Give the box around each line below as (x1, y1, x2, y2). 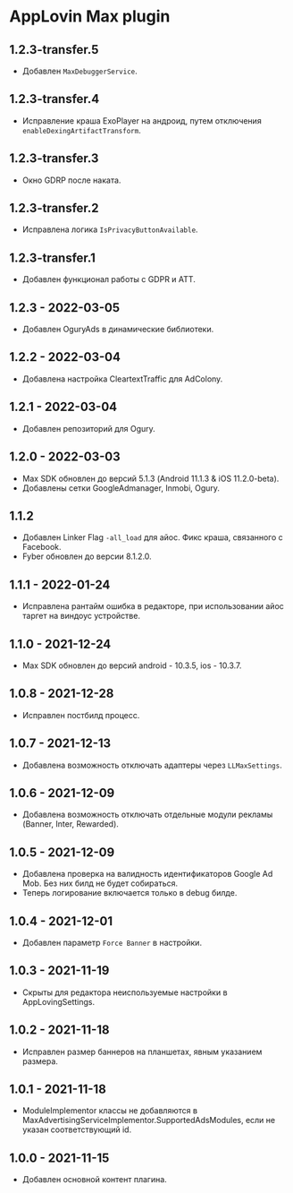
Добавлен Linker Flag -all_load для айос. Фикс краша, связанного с (21, 532, 283, 543)
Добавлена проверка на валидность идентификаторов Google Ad (21, 869, 273, 880)
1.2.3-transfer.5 (9, 42, 99, 57)
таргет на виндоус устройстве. (21, 611, 141, 622)
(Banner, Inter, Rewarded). (21, 819, 119, 829)
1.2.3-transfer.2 (9, 201, 100, 216)
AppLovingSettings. (21, 996, 96, 1007)
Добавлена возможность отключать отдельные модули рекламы (21, 809, 273, 820)
